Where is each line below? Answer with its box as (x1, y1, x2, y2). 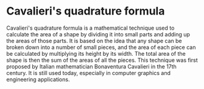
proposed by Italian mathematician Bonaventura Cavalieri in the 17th (6, 62, 177, 70)
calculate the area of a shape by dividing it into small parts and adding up (6, 30, 191, 38)
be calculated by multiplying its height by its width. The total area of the (6, 50, 186, 57)
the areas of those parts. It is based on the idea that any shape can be (6, 37, 183, 44)
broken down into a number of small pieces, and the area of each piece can (6, 44, 196, 51)
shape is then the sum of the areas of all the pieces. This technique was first (6, 56, 198, 64)
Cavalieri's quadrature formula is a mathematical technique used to (6, 24, 175, 31)
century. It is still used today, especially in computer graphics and (6, 69, 171, 76)
